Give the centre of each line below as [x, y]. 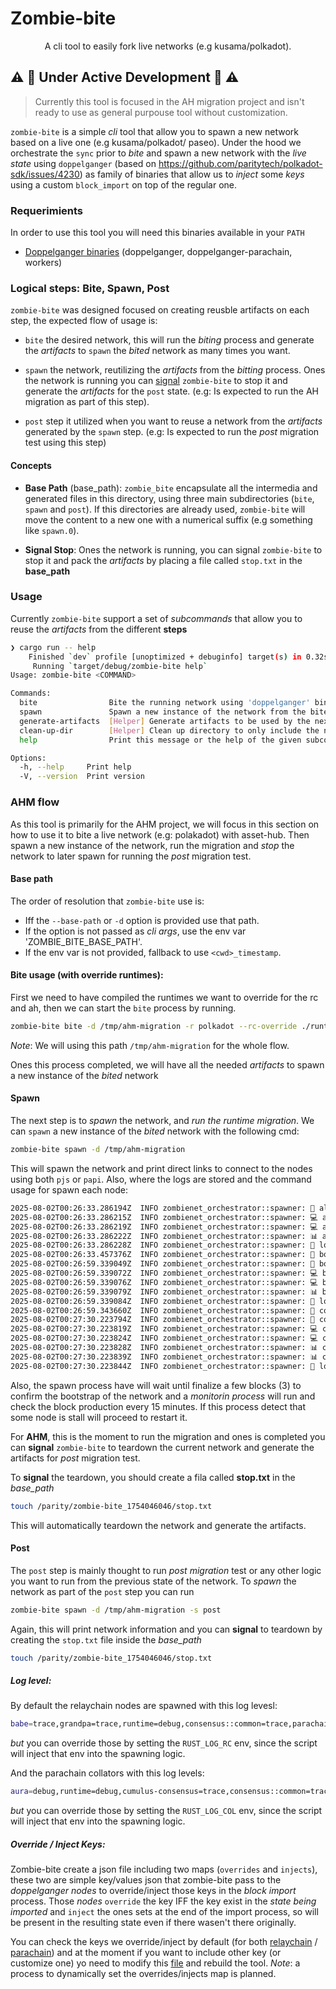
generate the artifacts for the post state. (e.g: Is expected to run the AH [171, 391]
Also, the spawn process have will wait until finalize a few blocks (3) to [156, 1385]
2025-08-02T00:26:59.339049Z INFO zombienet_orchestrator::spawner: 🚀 [162, 1264]
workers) [43, 263]
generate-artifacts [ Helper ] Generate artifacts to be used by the [165, 721]
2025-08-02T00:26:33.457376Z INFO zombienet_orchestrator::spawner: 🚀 [162, 1255]
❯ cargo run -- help [53, 647]
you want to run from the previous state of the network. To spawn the [153, 1581]
